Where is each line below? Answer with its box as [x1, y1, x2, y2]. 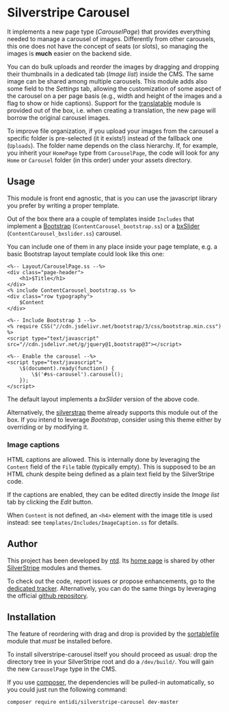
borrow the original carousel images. [7, 113, 111, 121]
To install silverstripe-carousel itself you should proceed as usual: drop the [7, 650, 217, 659]
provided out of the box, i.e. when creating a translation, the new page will [7, 106, 217, 114]
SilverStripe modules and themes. [7, 563, 103, 572]
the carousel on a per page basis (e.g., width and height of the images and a [7, 91, 222, 100]
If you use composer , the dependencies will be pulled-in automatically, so [7, 678, 215, 686]
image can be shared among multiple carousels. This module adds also [7, 77, 208, 85]
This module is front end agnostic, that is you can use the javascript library [7, 194, 217, 202]
